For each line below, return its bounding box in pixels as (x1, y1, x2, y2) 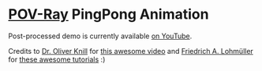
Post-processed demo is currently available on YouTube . (8, 31, 193, 41)
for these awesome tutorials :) (8, 55, 106, 64)
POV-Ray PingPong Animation (8, 5, 209, 23)
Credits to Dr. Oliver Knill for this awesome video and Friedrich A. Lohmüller (8, 46, 254, 55)
